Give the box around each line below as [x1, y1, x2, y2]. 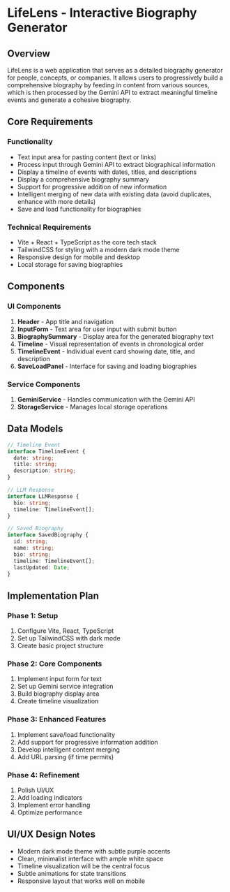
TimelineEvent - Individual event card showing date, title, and [17, 347, 195, 356]
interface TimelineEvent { [7, 448, 86, 455]
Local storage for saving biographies [17, 260, 123, 268]
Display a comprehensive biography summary [17, 175, 150, 183]
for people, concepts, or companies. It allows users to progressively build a [7, 73, 224, 82]
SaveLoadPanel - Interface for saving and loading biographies [17, 362, 197, 370]
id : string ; [13, 538, 49, 546]
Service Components [7, 379, 81, 389]
